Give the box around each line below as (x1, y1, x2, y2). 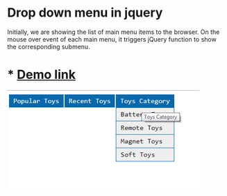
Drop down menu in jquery (7, 5, 163, 21)
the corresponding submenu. (7, 42, 90, 51)
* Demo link (7, 67, 76, 82)
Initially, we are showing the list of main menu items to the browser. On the (7, 28, 220, 36)
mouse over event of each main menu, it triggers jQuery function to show (7, 35, 217, 43)
